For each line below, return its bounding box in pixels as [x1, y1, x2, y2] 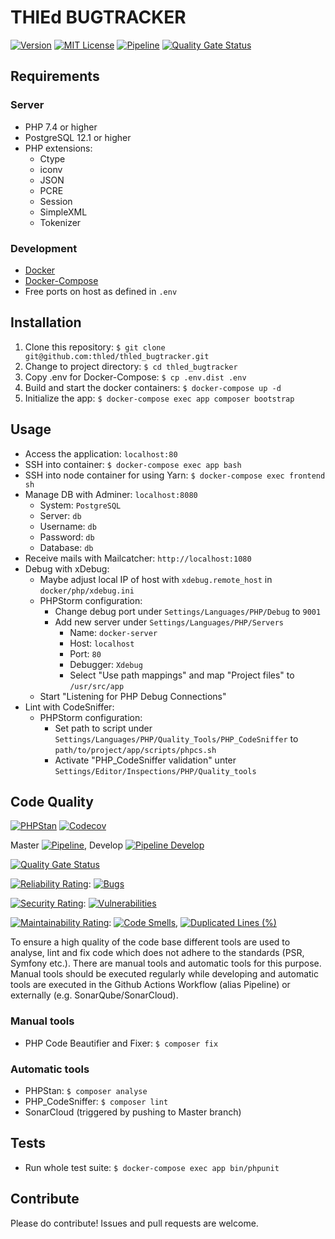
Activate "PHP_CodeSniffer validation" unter [54, 754, 237, 766]
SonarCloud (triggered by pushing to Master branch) [24, 1106, 242, 1118]
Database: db [39, 541, 94, 553]
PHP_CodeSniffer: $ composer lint [24, 1095, 169, 1107]
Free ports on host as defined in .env [24, 285, 178, 297]
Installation [10, 314, 82, 331]
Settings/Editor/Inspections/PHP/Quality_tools [54, 766, 257, 776]
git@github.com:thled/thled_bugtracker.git [24, 351, 210, 361]
